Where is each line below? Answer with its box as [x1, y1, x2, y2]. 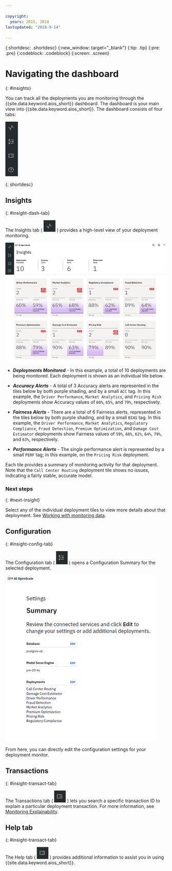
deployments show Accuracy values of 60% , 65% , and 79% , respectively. [12, 399, 161, 405]
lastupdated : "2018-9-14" [5, 25, 61, 30]
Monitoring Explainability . [5, 808, 59, 815]
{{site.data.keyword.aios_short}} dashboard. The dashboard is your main [5, 101, 159, 107]
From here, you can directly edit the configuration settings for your [5, 746, 146, 752]
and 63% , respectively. [12, 436, 59, 442]
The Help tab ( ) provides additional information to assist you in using [5, 854, 164, 860]
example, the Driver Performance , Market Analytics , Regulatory [12, 420, 148, 426]
